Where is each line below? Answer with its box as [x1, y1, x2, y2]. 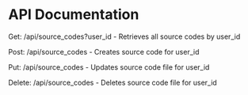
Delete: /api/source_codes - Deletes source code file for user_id [8, 78, 218, 87]
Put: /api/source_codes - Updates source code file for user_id [8, 62, 210, 72]
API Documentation [8, 6, 139, 24]
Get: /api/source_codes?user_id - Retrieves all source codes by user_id [8, 32, 241, 41]
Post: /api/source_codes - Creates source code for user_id [8, 47, 200, 56]
